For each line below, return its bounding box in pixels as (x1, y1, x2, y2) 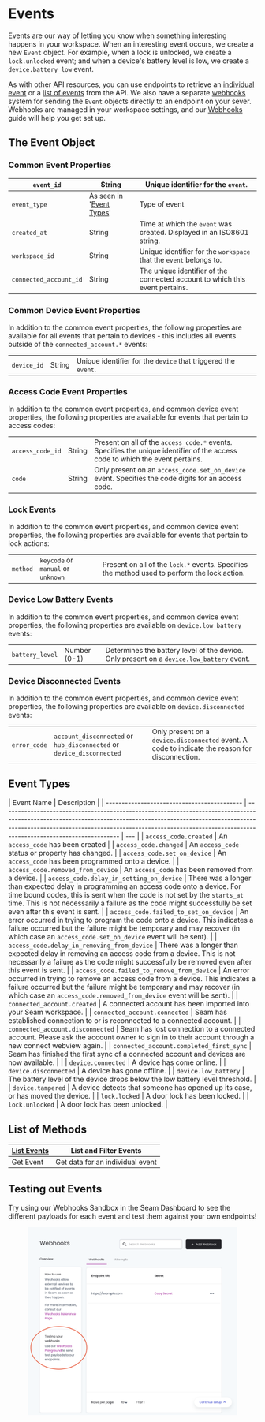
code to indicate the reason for (151, 744, 252, 753)
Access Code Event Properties (8, 386, 128, 397)
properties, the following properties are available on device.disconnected (8, 702, 245, 711)
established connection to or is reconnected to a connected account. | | (8, 1016, 241, 1025)
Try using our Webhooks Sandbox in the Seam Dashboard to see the (8, 1204, 231, 1213)
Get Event (11, 1157, 43, 1166)
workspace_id (11, 252, 54, 260)
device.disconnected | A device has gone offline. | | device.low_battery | (8, 1066, 244, 1076)
